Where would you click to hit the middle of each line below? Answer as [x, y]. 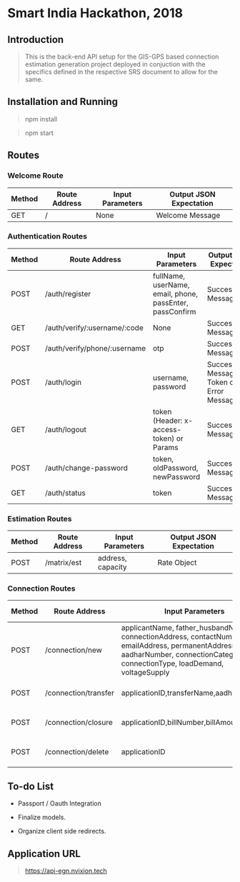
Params [165, 447]
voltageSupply [145, 673]
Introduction [36, 40]
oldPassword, [175, 468]
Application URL [44, 854]
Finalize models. [42, 817]
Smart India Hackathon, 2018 [95, 13]
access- [167, 429]
